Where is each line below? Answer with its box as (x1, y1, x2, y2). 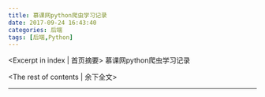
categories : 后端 (8, 26, 63, 34)
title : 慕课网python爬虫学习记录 (8, 11, 108, 20)
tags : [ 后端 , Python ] (8, 33, 73, 41)
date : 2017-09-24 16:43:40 (8, 19, 97, 27)
